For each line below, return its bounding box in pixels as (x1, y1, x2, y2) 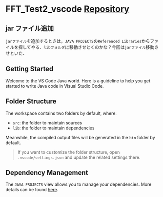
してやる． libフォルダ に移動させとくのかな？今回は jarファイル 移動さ (22, 44, 159, 50)
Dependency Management (5, 169, 88, 177)
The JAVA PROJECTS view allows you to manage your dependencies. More (5, 181, 152, 187)
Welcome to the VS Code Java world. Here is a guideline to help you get (5, 77, 151, 84)
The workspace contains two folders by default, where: (5, 110, 117, 116)
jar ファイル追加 (5, 24, 54, 32)
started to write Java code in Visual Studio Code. (5, 83, 104, 89)
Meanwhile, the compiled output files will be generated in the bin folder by (5, 134, 155, 140)
